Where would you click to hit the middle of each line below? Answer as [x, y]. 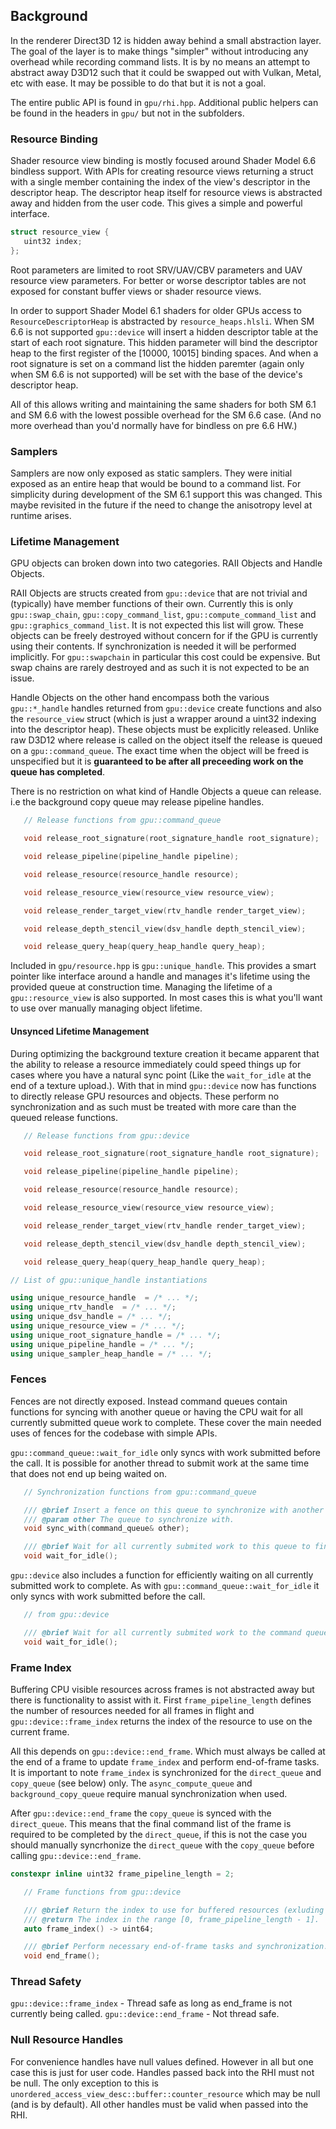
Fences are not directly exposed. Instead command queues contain [149, 1401]
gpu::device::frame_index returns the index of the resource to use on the [161, 1721]
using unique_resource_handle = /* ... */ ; [104, 1298]
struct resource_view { [60, 232]
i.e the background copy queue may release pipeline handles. [137, 802]
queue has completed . [58, 772]
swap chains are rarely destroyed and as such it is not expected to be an [160, 668]
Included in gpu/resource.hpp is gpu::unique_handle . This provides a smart [163, 966]
